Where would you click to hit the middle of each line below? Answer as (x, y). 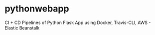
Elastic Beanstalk (22, 27)
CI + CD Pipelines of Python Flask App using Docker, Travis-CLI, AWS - (78, 22)
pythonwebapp (37, 9)
